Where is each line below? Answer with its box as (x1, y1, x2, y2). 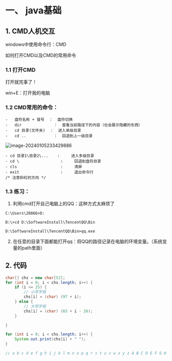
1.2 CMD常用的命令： (5, 104, 59, 111)
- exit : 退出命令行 (5, 169, 94, 175)
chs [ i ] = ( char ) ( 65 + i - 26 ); (24, 309, 93, 314)
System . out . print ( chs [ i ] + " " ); (14, 337, 86, 342)
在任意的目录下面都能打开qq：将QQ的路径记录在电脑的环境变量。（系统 (12, 238, 163, 244)
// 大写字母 (24, 303, 46, 309)
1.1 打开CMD (5, 66, 36, 73)
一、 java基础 (5, 5, 62, 16)
